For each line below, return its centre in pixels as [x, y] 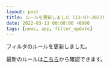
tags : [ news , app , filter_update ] [50, 29]
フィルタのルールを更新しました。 [48, 46]
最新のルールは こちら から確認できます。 [56, 59]
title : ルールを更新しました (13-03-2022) [56, 17]
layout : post [23, 12]
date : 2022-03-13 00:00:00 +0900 [48, 23]
